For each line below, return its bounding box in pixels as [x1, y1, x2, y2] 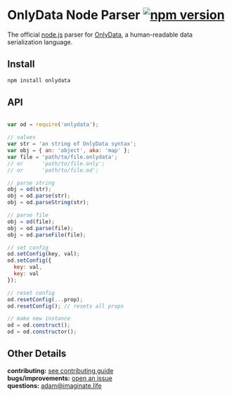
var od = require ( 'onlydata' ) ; [7, 121, 99, 128]
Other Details [7, 348, 67, 360]
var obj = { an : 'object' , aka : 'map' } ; [7, 147, 131, 154]
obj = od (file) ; [7, 218, 55, 225]
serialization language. [7, 37, 73, 46]
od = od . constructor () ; [7, 328, 77, 336]
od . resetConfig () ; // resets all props [7, 303, 124, 310]
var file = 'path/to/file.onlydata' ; [7, 153, 118, 160]
